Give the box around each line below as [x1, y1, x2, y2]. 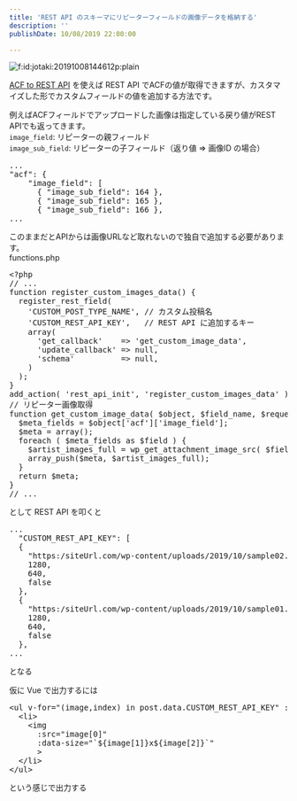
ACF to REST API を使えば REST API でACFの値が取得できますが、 [9, 80, 250, 90]
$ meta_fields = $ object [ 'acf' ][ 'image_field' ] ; [18, 418, 229, 428]
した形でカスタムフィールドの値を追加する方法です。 [24, 90, 217, 102]
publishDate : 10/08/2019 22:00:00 [9, 29, 137, 38]
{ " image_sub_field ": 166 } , [36, 205, 164, 215]
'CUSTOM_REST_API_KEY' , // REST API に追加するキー [27, 318, 255, 328]
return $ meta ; [18, 471, 80, 481]
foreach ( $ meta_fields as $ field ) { [18, 436, 187, 446]
